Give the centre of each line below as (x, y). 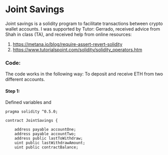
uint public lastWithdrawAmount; (50, 143)
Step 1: (13, 91)
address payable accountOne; (45, 130)
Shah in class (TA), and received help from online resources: (69, 34)
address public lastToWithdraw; (49, 139)
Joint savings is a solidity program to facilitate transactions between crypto (84, 23)
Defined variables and (29, 102)
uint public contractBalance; (47, 147)
